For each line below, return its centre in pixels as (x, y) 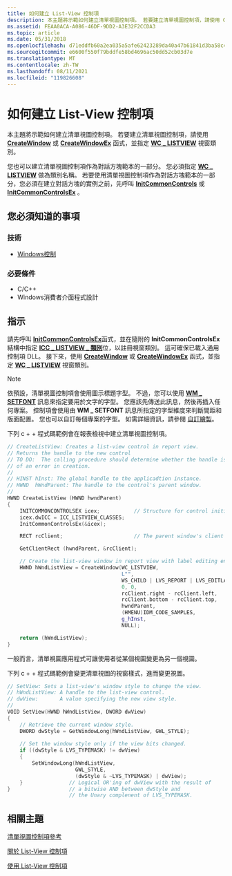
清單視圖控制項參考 (35, 837)
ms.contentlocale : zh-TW (43, 65)
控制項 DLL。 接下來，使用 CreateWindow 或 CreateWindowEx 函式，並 (110, 356)
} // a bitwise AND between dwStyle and (94, 789)
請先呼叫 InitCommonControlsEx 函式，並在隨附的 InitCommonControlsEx (114, 339)
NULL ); (130, 625)
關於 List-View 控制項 (37, 851)
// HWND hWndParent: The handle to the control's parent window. (105, 485)
